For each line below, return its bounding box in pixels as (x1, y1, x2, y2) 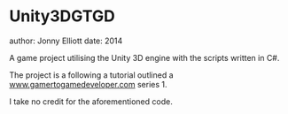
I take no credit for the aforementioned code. (9, 95, 173, 107)
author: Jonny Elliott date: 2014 (9, 35, 123, 46)
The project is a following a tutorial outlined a (9, 69, 175, 80)
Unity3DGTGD (9, 6, 115, 27)
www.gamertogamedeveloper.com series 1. (9, 79, 167, 89)
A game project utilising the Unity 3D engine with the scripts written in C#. (9, 52, 280, 63)
